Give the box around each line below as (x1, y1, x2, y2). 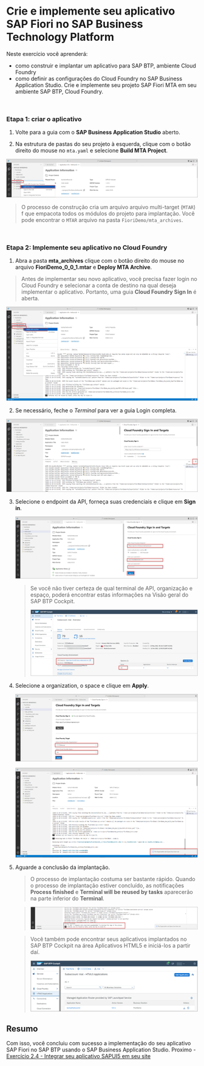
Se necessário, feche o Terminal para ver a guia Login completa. (15, 407, 177, 414)
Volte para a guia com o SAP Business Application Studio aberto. (15, 129, 181, 136)
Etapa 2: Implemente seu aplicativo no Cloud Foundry (6, 243, 168, 252)
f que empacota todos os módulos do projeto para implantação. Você (21, 210, 195, 217)
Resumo (6, 1023, 38, 1034)
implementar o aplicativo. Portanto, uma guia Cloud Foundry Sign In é (21, 288, 197, 296)
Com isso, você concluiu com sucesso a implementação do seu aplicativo (6, 1040, 191, 1047)
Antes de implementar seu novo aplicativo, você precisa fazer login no (21, 275, 197, 283)
